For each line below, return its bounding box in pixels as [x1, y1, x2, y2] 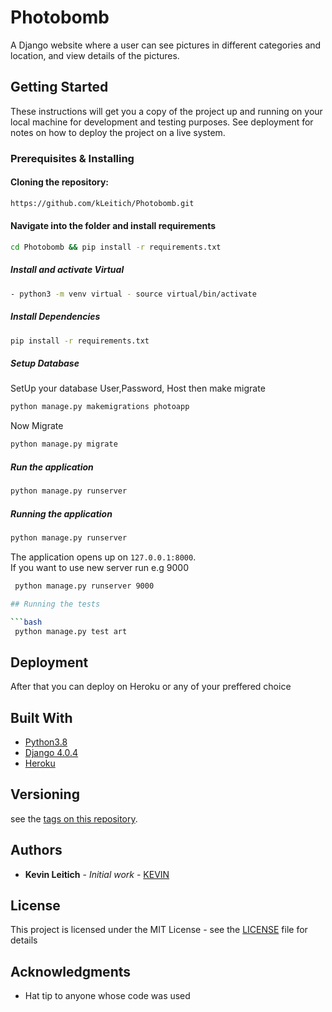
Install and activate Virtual [10, 264, 125, 276]
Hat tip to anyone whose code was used [24, 990, 191, 1002]
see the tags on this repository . [10, 812, 138, 825]
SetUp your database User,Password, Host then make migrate [10, 382, 266, 395]
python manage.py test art [14, 626, 128, 636]
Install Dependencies [10, 311, 101, 323]
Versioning [10, 786, 80, 803]
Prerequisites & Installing [10, 151, 135, 165]
